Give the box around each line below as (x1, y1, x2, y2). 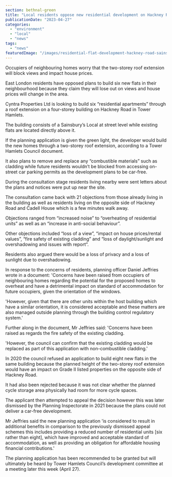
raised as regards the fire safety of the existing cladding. (5, 330, 125, 336)
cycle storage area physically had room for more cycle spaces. (5, 387, 138, 393)
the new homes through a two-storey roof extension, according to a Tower (5, 142, 163, 149)
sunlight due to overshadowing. (5, 256, 72, 263)
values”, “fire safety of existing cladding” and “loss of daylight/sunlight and (5, 235, 163, 242)
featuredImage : (5, 50, 38, 55)
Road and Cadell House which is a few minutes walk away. (5, 205, 129, 211)
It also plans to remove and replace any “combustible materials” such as (5, 157, 158, 164)
